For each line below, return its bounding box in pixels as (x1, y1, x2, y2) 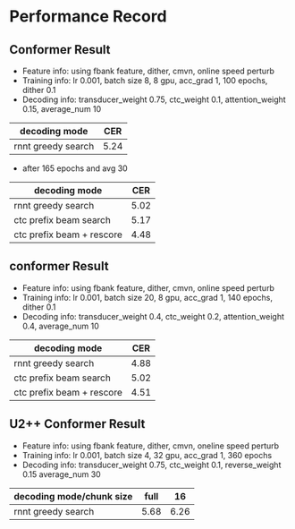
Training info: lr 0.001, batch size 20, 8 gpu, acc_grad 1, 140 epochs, (21, 292, 273, 303)
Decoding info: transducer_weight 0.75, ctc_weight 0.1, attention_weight (21, 94, 286, 105)
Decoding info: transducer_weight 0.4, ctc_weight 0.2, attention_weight (21, 311, 284, 321)
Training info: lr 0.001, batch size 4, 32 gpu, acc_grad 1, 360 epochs (21, 449, 273, 460)
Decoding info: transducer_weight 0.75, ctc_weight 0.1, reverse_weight (21, 459, 282, 470)
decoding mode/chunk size (13, 490, 133, 502)
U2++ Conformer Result (9, 416, 146, 431)
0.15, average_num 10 (21, 104, 102, 114)
